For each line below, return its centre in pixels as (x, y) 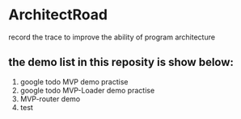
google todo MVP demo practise (74, 81)
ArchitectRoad (58, 15)
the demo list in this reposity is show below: (121, 62)
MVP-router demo (50, 99)
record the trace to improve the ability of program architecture (112, 37)
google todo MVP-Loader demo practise (87, 90)
